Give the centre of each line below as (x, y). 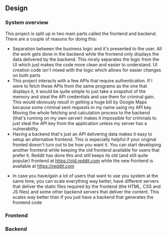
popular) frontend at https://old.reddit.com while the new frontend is (83, 161)
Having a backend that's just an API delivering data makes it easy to (82, 134)
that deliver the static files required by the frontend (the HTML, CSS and (86, 186)
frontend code (27, 202)
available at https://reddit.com (43, 166)
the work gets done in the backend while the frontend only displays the (85, 54)
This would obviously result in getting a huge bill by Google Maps (80, 102)
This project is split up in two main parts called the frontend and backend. (81, 33)
